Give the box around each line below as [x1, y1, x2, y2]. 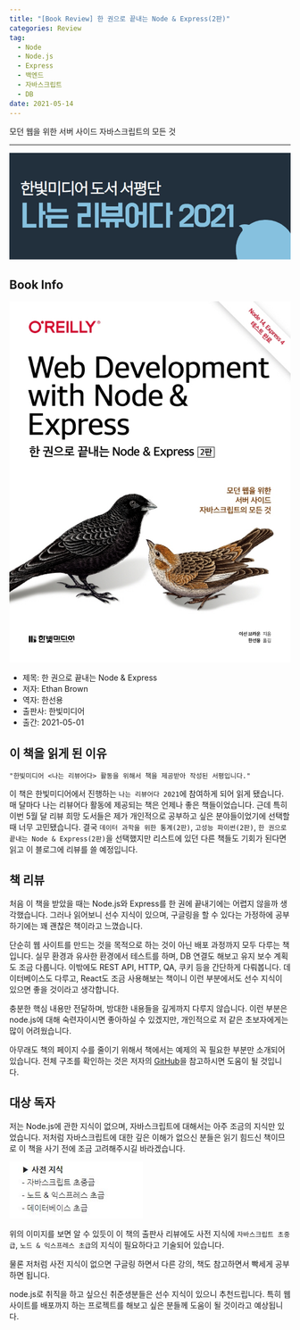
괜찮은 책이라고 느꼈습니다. [49, 920, 143, 931]
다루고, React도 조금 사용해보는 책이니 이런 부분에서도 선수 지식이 [54, 973, 283, 984]
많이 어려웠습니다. [9, 1025, 72, 1035]
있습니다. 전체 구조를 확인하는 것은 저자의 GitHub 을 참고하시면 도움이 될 [9, 1055, 259, 1066]
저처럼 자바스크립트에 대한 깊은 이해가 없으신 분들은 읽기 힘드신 [42, 1132, 262, 1143]
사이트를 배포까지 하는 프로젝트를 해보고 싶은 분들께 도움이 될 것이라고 [9, 1300, 253, 1310]
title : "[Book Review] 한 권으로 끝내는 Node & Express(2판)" [9, 14, 230, 23]
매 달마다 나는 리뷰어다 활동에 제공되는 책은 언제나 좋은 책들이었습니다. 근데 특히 [9, 800, 288, 810]
